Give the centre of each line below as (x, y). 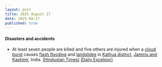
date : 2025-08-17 (22, 18)
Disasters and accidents (30, 38)
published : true (21, 23)
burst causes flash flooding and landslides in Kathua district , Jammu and (84, 54)
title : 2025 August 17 (28, 14)
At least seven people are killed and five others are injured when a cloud (84, 50)
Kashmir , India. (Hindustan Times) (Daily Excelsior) (62, 60)
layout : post (18, 9)
